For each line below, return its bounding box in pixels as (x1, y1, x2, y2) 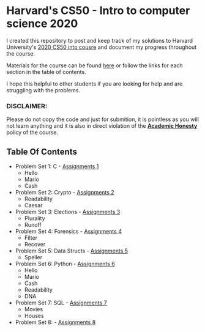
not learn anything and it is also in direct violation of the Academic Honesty (6, 122, 198, 130)
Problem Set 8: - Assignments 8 (15, 319, 96, 326)
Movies (24, 306, 43, 313)
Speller (24, 254, 43, 261)
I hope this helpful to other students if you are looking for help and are (6, 80, 183, 87)
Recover (24, 241, 46, 248)
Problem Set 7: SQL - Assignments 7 (15, 299, 107, 306)
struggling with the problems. (6, 86, 81, 94)
